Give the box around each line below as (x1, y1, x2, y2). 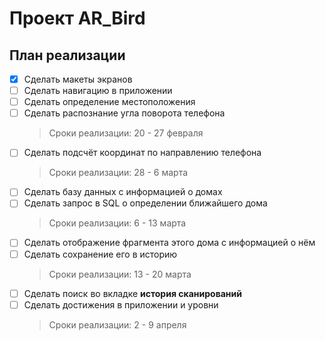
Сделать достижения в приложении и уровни (23, 298, 219, 311)
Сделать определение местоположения (23, 96, 196, 108)
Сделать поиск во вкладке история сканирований (23, 287, 242, 299)
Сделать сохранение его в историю (23, 248, 178, 260)
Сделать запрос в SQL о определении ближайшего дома (23, 197, 268, 209)
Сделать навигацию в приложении (23, 85, 173, 97)
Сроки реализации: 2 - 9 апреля (48, 318, 187, 331)
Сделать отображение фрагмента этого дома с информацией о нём (23, 237, 316, 249)
